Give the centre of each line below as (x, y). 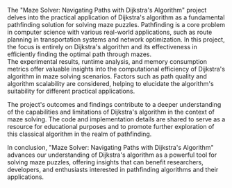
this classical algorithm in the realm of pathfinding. (80, 134)
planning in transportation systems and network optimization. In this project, (116, 40)
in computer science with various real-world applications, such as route (110, 32)
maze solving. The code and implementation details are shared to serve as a (116, 119)
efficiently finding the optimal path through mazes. (79, 54)
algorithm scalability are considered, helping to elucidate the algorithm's (110, 84)
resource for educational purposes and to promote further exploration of (111, 127)
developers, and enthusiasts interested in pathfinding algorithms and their (113, 170)
